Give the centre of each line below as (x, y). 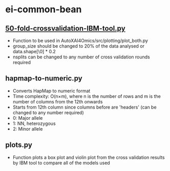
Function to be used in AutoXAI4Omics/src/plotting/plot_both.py (80, 40)
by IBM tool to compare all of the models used (61, 163)
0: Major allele (28, 118)
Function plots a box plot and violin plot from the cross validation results (89, 157)
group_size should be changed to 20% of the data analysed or (79, 46)
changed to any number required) (48, 112)
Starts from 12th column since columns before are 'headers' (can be (85, 107)
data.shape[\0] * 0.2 (34, 51)
